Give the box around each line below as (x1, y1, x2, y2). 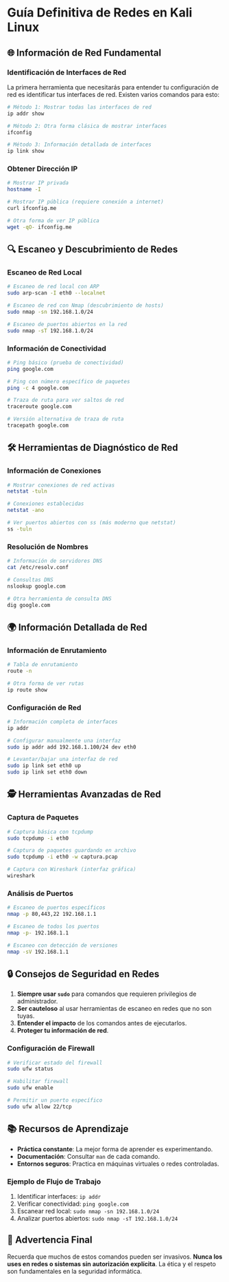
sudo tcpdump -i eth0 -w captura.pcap (7, 853, 118, 861)
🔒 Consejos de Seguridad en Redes (7, 968, 160, 980)
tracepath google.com (7, 422, 69, 429)
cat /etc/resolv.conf (7, 564, 69, 571)
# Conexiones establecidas (7, 500, 84, 507)
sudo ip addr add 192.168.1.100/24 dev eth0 (7, 743, 136, 751)
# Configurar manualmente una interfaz (7, 737, 121, 744)
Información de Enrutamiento (7, 645, 107, 655)
